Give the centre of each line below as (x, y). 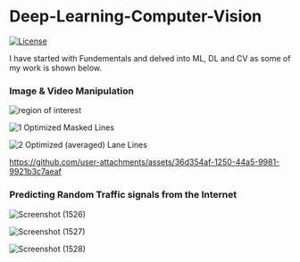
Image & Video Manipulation (71, 91)
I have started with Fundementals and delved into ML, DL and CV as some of (150, 58)
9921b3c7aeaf (36, 172)
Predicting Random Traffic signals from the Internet (123, 195)
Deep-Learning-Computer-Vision (135, 16)
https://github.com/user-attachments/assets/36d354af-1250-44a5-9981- (145, 162)
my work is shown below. (56, 68)
